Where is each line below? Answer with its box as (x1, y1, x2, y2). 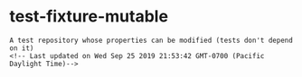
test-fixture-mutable (9, 6, 169, 27)
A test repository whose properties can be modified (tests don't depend (9, 36, 294, 45)
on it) (9, 43, 34, 53)
